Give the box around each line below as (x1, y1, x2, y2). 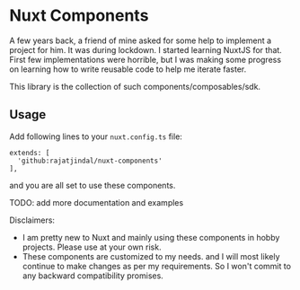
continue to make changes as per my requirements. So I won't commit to (22, 260, 292, 271)
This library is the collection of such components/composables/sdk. (9, 81, 261, 92)
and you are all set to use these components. (9, 180, 176, 190)
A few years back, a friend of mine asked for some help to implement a (9, 35, 272, 46)
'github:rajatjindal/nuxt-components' (17, 156, 163, 165)
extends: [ (9, 148, 50, 157)
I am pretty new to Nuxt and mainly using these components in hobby (22, 232, 280, 242)
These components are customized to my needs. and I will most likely (22, 250, 280, 261)
